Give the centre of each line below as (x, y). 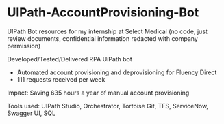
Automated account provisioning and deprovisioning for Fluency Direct (117, 72)
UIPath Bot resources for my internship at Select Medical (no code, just (107, 31)
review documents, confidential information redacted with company (103, 38)
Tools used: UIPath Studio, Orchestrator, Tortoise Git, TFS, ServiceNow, (108, 106)
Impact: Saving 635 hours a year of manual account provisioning (98, 93)
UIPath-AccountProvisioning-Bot (103, 13)
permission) (24, 46)
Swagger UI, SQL (32, 113)
